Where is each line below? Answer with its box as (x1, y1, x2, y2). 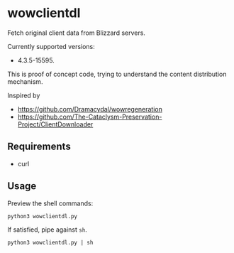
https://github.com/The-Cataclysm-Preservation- (17, 112, 162, 121)
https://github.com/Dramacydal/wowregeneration (17, 104, 163, 113)
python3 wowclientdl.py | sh (7, 239, 94, 246)
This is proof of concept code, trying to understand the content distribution (7, 70, 227, 78)
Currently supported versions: (7, 42, 96, 50)
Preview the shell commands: (7, 199, 94, 208)
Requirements (7, 141, 71, 153)
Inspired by (7, 91, 40, 99)
